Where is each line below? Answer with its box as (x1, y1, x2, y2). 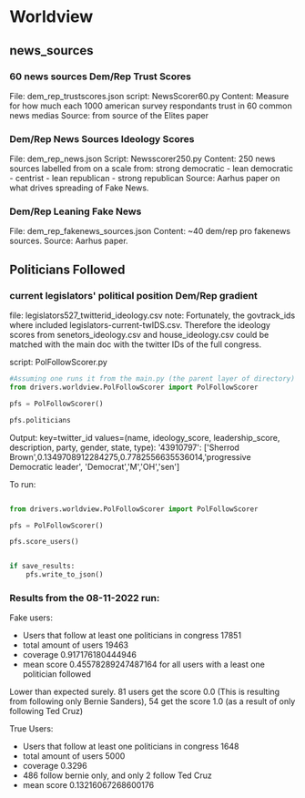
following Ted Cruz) (9, 706, 84, 717)
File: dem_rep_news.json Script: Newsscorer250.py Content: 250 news (9, 153, 276, 165)
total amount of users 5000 (22, 751, 126, 762)
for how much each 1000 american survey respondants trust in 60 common (9, 100, 293, 111)
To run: (9, 478, 36, 489)
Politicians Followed (9, 261, 126, 277)
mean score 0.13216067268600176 (22, 780, 155, 791)
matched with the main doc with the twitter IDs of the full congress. (9, 339, 262, 350)
